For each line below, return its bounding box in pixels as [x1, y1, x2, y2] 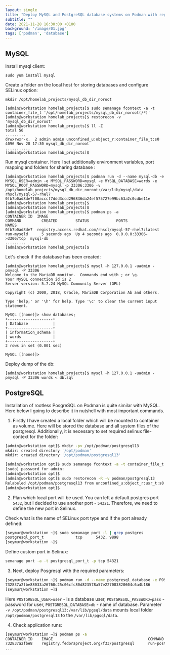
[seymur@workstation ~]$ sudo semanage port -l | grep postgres [5, 530, 144, 535]
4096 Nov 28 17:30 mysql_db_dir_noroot [5, 141, 90, 146]
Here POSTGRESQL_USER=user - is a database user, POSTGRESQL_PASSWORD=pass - [5, 596, 165, 602]
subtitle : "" [5, 17, 33, 22]
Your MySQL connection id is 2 [5, 277, 71, 282]
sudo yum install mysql [5, 73, 56, 78]
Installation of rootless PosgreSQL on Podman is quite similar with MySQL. [5, 402, 160, 408]
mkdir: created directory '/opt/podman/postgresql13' [5, 453, 121, 458]
